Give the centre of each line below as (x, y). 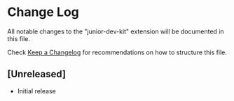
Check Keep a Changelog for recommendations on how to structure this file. (117, 52)
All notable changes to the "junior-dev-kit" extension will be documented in (116, 31)
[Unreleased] (37, 74)
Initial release (36, 91)
